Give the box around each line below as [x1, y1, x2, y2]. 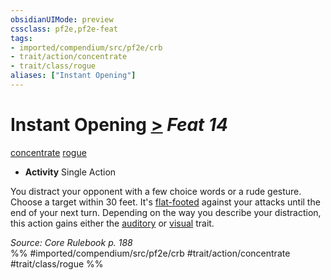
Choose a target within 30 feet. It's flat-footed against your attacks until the [10, 196, 321, 208]
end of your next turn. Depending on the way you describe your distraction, [10, 206, 322, 218]
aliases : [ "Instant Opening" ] [10, 71, 137, 81]
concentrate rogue [10, 146, 87, 158]
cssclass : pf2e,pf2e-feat [10, 24, 118, 34]
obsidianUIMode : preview [10, 14, 114, 25]
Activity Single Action [24, 166, 117, 178]
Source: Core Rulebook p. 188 [10, 236, 133, 248]
